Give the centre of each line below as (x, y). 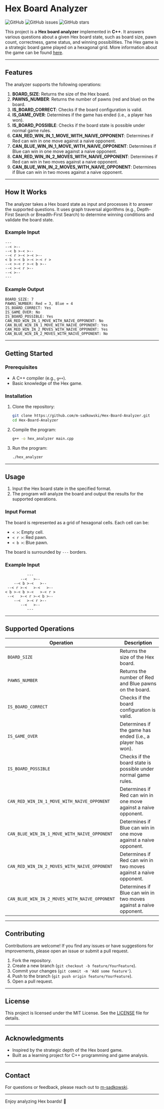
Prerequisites (21, 367)
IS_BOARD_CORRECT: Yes (28, 308)
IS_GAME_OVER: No (23, 312)
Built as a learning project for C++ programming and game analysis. (80, 1055)
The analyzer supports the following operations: (53, 84)
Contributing (25, 934)
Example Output (25, 289)
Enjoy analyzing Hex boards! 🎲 (36, 1101)
